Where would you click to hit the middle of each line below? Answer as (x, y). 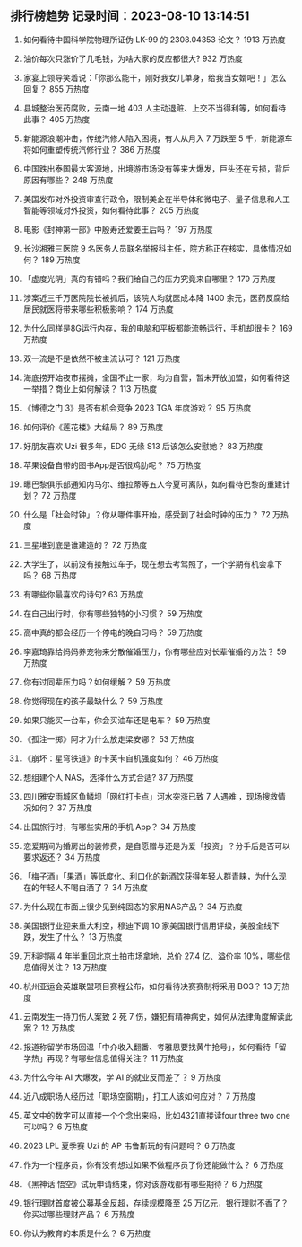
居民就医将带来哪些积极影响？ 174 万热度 (98, 309)
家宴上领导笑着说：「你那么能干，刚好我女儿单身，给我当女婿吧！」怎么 (155, 77)
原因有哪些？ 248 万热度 (68, 180)
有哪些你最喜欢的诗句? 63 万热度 (83, 594)
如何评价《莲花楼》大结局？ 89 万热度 (93, 427)
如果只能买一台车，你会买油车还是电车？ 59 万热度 (116, 720)
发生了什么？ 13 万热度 (81, 936)
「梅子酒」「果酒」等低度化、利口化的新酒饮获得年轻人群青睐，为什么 (151, 876)
